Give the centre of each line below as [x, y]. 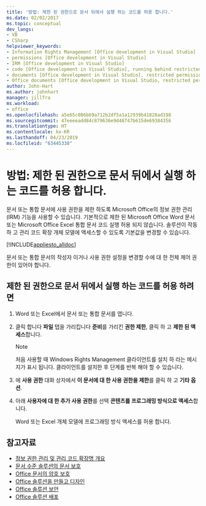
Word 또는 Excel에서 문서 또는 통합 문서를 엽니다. [74, 313]
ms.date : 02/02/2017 [33, 18]
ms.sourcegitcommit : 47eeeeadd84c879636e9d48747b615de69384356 [89, 120]
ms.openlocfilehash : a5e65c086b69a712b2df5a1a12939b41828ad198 [89, 115]
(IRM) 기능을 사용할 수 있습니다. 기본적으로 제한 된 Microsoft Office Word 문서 [101, 217]
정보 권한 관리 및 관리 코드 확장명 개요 [60, 459]
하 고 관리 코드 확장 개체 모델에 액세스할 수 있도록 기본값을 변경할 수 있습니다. [99, 232]
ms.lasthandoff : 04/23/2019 [42, 138]
